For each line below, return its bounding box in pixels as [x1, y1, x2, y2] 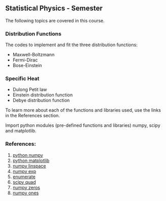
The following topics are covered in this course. [5, 17, 105, 23]
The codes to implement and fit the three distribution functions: [5, 42, 138, 48]
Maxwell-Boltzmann [12, 52, 55, 58]
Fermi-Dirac [12, 57, 38, 63]
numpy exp [12, 168, 37, 174]
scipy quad [12, 179, 36, 185]
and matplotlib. [5, 128, 37, 134]
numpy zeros [12, 184, 41, 190]
